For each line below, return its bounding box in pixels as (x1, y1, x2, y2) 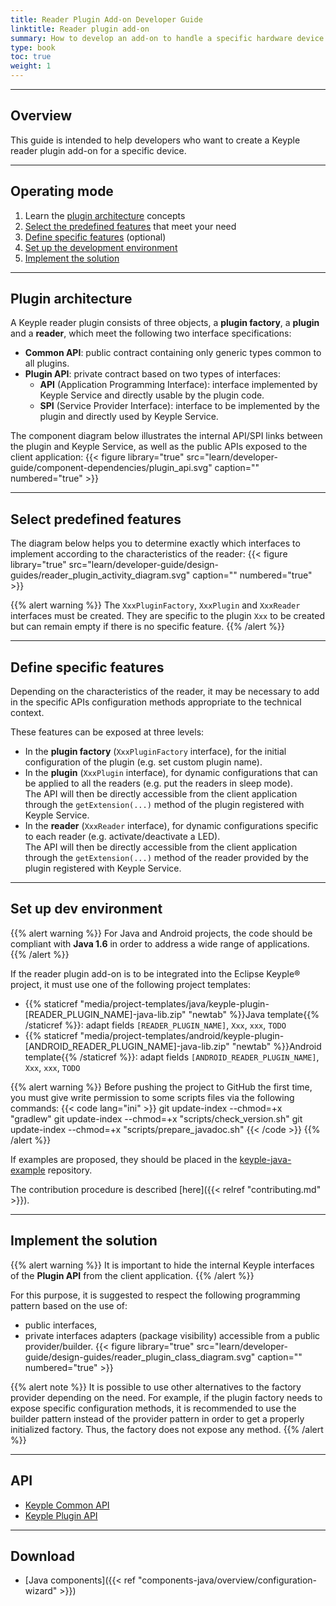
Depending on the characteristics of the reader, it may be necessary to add (10, 686, 320, 698)
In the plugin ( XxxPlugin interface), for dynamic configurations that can (24, 767, 318, 779)
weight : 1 (10, 61, 52, 71)
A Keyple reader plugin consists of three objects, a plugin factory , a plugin (10, 317, 320, 329)
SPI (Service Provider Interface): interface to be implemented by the (39, 400, 320, 412)
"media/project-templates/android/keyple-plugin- (79, 1029, 285, 1041)
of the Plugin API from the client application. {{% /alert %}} (10, 1269, 255, 1281)
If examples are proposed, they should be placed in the (10, 1153, 238, 1165)
